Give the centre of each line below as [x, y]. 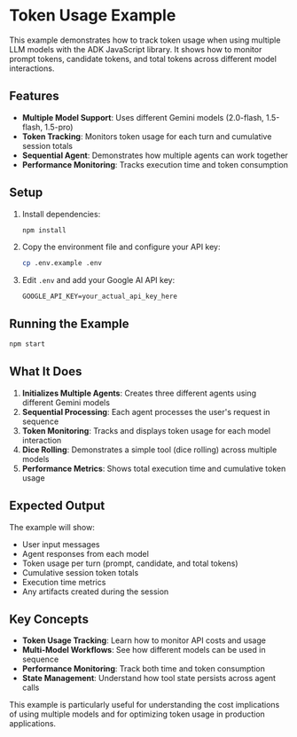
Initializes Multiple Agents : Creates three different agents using [139, 393]
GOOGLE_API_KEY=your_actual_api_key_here [99, 297]
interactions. [32, 68]
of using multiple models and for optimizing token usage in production [137, 714]
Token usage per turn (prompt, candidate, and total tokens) [130, 563]
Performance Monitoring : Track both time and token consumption [144, 669]
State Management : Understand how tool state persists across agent [149, 678]
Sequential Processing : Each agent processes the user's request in [146, 412]
